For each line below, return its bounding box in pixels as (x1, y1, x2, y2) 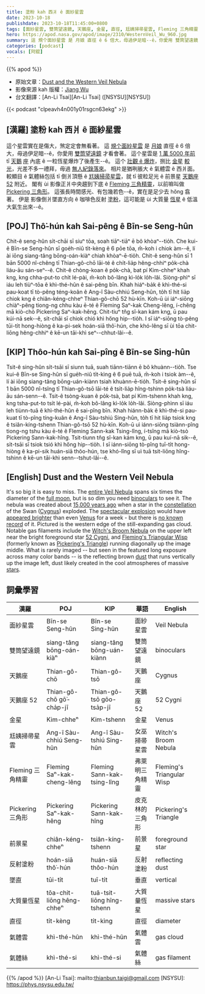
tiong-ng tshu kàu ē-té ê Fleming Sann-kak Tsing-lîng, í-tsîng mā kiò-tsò (6, 428, 189, 435)
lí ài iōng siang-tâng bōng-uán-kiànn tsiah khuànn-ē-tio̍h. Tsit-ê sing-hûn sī (6, 378, 196, 385)
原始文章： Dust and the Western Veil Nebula (15, 77, 127, 85)
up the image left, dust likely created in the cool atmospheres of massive (6, 560, 189, 566)
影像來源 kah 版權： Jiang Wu (15, 85, 89, 93)
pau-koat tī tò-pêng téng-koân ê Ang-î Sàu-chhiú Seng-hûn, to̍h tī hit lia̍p (6, 288, 190, 296)
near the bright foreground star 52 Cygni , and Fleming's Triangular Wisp (6, 533, 188, 541)
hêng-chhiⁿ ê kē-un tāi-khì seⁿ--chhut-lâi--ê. (20, 329, 133, 336)
